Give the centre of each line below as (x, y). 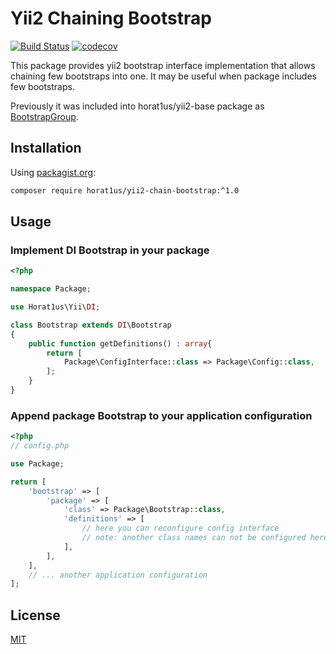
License (35, 615)
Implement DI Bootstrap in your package (110, 250)
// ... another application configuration (118, 575)
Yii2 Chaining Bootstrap (111, 18)
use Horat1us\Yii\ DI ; (55, 307)
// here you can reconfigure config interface (180, 528)
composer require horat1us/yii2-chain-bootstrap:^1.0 (125, 190)
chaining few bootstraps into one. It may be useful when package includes (163, 76)
